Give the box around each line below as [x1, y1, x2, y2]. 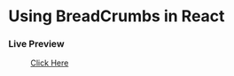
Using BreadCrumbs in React [8, 6, 225, 27]
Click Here [30, 57, 69, 68]
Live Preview [8, 38, 65, 50]
